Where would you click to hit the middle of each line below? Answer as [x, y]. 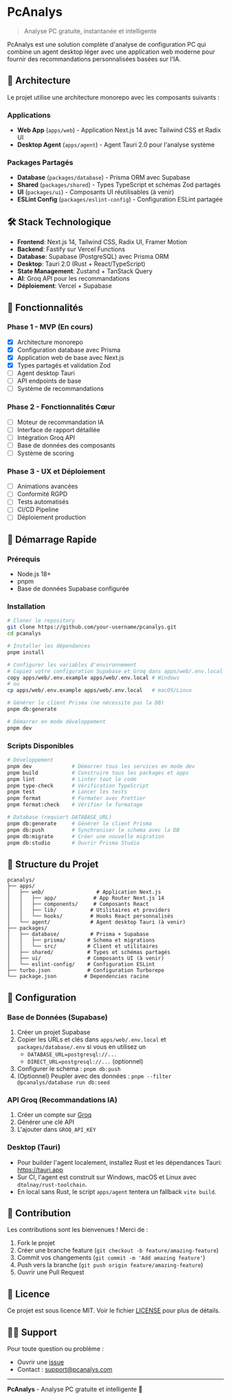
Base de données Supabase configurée [73, 588]
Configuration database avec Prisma [69, 350]
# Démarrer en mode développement [57, 721]
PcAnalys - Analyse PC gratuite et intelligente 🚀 [75, 1389]
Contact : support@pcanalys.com [65, 1369]
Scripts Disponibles [41, 745]
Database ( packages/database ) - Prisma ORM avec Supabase [103, 178]
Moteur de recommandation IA [60, 422]
